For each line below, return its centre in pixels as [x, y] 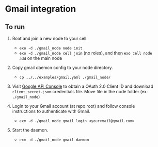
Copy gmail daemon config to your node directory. [62, 67]
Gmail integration [40, 9]
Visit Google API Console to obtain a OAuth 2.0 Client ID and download [83, 86]
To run [15, 27]
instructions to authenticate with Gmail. [51, 111]
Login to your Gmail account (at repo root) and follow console [73, 106]
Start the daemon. [30, 130]
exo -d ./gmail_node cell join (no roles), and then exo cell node [86, 53]
